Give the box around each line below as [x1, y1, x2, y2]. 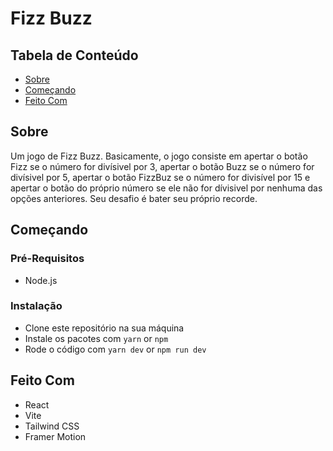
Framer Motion [24, 430, 87, 442]
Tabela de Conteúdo [10, 47, 139, 64]
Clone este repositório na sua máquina [24, 322, 185, 334]
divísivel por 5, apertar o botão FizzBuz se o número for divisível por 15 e [10, 171, 311, 183]
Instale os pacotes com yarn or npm [24, 332, 169, 344]
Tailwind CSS [24, 420, 80, 432]
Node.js [24, 274, 58, 286]
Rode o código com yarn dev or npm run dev [24, 343, 207, 355]
